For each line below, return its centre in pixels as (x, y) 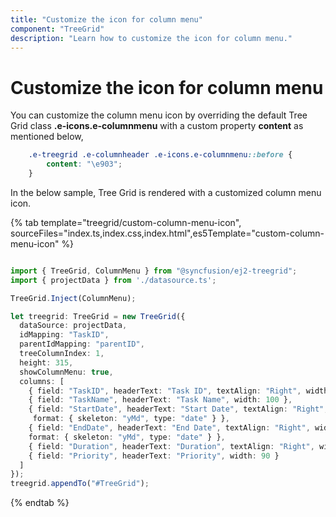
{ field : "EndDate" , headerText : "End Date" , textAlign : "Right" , (169, 428)
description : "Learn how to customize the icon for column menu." (151, 38)
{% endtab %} (40, 503)
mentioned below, (47, 137)
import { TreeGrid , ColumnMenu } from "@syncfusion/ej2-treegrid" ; (154, 271)
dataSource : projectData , (73, 326)
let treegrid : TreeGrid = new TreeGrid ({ (98, 316)
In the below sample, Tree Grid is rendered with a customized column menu (166, 192)
